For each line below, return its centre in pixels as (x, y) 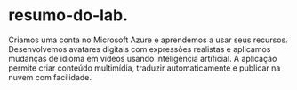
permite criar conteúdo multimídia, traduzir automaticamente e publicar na (144, 68)
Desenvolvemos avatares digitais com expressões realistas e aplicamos (140, 49)
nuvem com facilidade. (50, 77)
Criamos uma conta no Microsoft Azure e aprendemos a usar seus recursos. (148, 40)
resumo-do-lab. (68, 15)
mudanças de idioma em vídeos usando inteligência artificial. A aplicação (143, 58)
